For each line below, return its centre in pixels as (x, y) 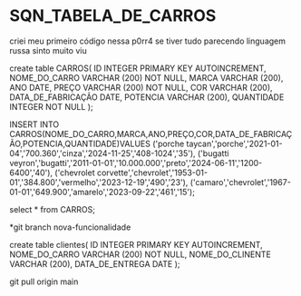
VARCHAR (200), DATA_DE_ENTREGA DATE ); (95, 263)
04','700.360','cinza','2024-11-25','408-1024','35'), (103, 153)
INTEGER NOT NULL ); (51, 106)
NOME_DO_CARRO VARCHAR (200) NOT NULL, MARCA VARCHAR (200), (146, 77)
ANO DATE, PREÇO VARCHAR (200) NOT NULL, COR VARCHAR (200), (141, 87)
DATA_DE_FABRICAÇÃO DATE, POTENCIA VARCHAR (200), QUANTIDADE (147, 97)
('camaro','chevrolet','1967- (241, 182)
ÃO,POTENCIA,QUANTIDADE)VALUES (80, 143)
